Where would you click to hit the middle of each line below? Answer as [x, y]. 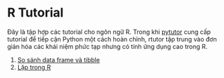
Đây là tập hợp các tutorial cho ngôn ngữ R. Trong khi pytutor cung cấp [109, 32]
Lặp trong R [34, 67]
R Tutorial [35, 13]
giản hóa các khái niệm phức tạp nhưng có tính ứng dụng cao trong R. [107, 46]
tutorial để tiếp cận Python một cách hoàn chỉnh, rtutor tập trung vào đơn [112, 39]
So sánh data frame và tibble [58, 59]
